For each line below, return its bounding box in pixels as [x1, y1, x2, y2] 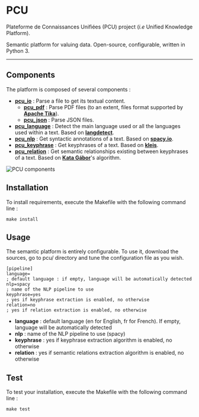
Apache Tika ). [23, 110, 59, 117]
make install [6, 216, 38, 222]
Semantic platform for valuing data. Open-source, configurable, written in [6, 41, 185, 48]
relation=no [6, 302, 36, 308]
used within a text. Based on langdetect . [14, 129, 114, 136]
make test [6, 406, 31, 412]
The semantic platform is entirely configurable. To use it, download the [6, 248, 179, 255]
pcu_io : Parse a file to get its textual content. [14, 97, 126, 104]
